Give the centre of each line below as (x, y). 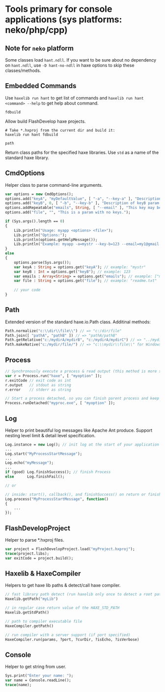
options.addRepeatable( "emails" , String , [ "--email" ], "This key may (80, 208)
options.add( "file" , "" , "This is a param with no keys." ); (68, 212)
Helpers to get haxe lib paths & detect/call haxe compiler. (63, 586)
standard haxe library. (27, 157)
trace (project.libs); (27, 554)
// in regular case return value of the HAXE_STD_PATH (62, 608)
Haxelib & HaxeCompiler (43, 573)
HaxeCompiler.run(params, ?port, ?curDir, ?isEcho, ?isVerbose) (72, 639)
